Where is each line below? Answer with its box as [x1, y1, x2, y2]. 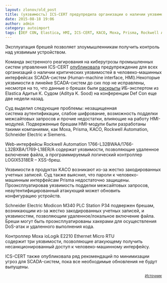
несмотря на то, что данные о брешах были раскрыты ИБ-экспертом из [5, 85, 159, 91]
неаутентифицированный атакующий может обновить [5, 188, 121, 193]
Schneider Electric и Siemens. [5, 132, 67, 137]
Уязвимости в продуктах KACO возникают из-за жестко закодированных [5, 167, 161, 172]
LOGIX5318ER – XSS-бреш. [5, 157, 61, 163]
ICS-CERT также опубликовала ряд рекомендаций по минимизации [5, 253, 150, 259]
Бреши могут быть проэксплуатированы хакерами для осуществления [5, 219, 157, 224]
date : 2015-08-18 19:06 [5, 16, 55, 21]
